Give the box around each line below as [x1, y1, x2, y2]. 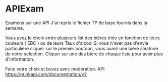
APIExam [5, 3, 44, 15]
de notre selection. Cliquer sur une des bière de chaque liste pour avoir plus [5, 51, 163, 57]
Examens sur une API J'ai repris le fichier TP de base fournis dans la [5, 20, 147, 26]
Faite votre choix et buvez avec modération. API [5, 66, 105, 72]
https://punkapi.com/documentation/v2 [5, 71, 87, 77]
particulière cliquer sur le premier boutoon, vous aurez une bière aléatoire [5, 45, 158, 51]
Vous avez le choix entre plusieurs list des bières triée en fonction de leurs [5, 35, 160, 41]
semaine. [5, 25, 24, 31]
